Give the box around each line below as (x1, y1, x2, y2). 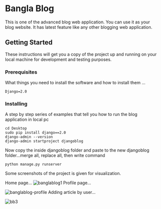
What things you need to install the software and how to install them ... (5, 80, 145, 86)
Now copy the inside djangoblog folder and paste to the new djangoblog (5, 147, 149, 153)
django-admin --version (5, 134, 53, 139)
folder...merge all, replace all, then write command (5, 152, 105, 158)
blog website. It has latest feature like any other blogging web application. (5, 24, 153, 30)
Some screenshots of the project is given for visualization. (5, 171, 121, 176)
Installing (5, 100, 28, 107)
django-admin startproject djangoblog (5, 139, 83, 144)
